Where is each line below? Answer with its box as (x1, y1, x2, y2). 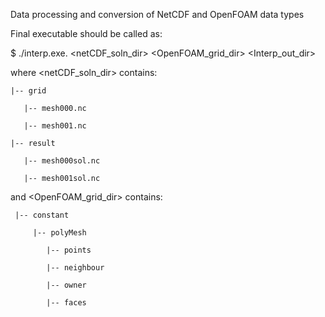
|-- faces (46, 298, 87, 308)
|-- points (46, 245, 92, 255)
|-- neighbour (46, 263, 105, 273)
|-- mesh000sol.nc (23, 156, 101, 166)
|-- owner (46, 280, 87, 290)
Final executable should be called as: (10, 28, 163, 39)
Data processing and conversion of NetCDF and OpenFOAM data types (10, 9, 305, 20)
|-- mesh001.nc (23, 121, 87, 131)
